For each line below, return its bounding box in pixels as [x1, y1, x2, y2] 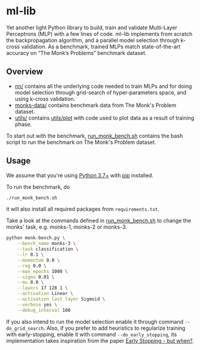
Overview [6, 67, 44, 77]
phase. [14, 121, 32, 128]
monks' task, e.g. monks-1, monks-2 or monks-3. [6, 223, 127, 231]
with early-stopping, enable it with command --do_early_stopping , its [6, 330, 177, 338]
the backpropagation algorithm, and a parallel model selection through [6, 36, 180, 44]
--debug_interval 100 [17, 307, 70, 313]
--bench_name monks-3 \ [17, 241, 76, 247]
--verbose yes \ [17, 302, 58, 308]
